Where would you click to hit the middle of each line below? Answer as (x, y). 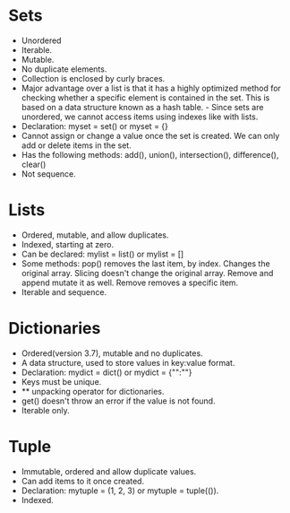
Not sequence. (49, 174)
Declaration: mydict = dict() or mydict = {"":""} (107, 372)
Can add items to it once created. (83, 481)
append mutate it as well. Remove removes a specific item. (130, 283)
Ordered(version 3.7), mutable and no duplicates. (112, 353)
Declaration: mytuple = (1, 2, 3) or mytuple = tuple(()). (120, 491)
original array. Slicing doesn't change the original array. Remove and (147, 273)
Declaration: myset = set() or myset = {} (95, 126)
